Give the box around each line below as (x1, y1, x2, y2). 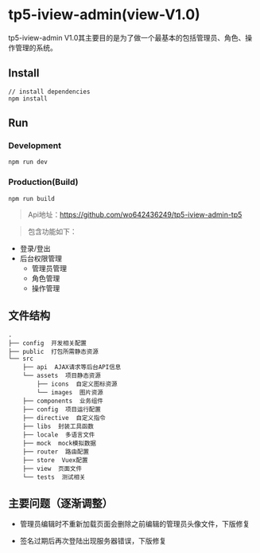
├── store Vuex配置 (22, 456, 88, 464)
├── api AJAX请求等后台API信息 (22, 363, 122, 371)
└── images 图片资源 (37, 388, 103, 396)
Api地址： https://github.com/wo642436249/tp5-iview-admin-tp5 (27, 210, 243, 219)
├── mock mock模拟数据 (22, 439, 97, 447)
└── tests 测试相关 (22, 473, 86, 481)
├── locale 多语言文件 (22, 430, 95, 439)
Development (8, 140, 62, 151)
